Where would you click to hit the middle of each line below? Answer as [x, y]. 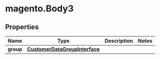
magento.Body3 [39, 9]
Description [119, 41]
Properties [22, 27]
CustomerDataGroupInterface [63, 49]
